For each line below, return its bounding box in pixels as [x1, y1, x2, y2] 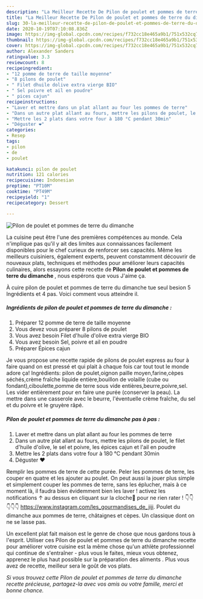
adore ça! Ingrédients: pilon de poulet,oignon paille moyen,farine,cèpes [6, 370, 184, 377]
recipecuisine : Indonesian [6, 177, 74, 183]
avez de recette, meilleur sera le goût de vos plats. [6, 562, 132, 569]
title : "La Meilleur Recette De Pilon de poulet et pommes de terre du [6, 15, 190, 21]
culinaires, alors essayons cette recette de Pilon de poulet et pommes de [6, 266, 189, 273]
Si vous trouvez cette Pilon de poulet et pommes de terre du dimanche [6, 574, 182, 581]
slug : [6, 20, 20, 26]
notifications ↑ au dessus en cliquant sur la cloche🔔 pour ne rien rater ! [6, 494, 184, 502]
